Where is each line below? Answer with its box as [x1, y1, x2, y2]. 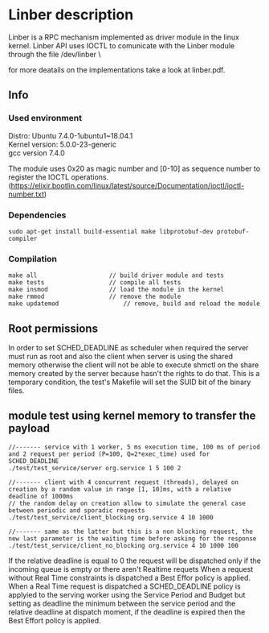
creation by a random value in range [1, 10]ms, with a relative [8, 485, 231, 493]
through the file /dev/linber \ [8, 49, 102, 59]
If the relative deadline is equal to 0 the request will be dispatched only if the [8, 556, 261, 565]
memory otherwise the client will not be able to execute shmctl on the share [8, 360, 259, 370]
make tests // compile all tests [8, 279, 181, 287]
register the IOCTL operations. [8, 172, 109, 182]
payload [8, 421, 51, 436]
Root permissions [8, 321, 99, 335]
